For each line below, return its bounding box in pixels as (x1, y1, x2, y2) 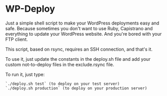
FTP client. (5, 36, 28, 42)
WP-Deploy (5, 3, 55, 15)
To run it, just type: (5, 71, 45, 77)
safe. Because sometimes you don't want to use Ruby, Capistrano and (5, 25, 153, 31)
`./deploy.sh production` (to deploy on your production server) (5, 85, 147, 91)
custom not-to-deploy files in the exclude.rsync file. (5, 61, 114, 67)
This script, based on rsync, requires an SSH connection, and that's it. (5, 46, 153, 52)
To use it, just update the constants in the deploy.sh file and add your (5, 56, 151, 62)
